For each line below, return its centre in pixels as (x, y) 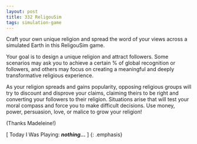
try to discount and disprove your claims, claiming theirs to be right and (93, 93)
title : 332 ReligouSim (34, 17)
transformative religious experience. (50, 76)
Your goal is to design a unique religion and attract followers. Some (87, 57)
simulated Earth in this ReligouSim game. (55, 45)
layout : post (22, 11)
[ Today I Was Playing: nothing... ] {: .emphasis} (64, 135)
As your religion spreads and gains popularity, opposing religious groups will (99, 87)
